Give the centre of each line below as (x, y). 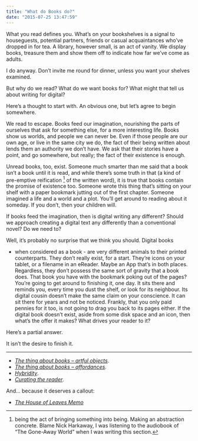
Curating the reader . (39, 380)
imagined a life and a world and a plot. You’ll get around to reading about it (97, 199)
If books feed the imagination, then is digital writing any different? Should (95, 217)
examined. (19, 77)
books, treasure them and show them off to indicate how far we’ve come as (98, 53)
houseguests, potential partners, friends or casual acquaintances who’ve (95, 40)
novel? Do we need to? (34, 229)
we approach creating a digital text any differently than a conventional (91, 223)
